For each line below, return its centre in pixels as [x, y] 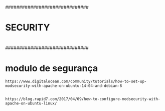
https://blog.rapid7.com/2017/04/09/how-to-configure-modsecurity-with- [83, 99]
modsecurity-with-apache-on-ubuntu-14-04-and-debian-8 [64, 86]
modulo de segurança [52, 68]
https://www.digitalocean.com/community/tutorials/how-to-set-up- [76, 82]
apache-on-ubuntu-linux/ [31, 103]
